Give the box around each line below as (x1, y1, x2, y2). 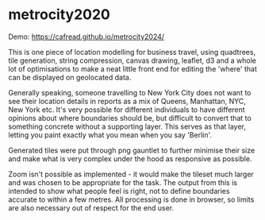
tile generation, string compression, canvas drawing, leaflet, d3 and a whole (8, 56, 256, 65)
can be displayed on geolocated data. (8, 72, 132, 82)
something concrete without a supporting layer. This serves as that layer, (8, 122, 246, 131)
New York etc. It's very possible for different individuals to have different (8, 105, 245, 114)
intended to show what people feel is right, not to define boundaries (8, 186, 230, 195)
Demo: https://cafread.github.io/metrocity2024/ (8, 32, 165, 41)
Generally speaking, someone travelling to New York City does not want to (8, 87, 252, 97)
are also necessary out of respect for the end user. (8, 203, 175, 212)
